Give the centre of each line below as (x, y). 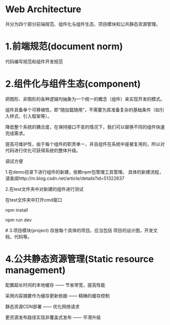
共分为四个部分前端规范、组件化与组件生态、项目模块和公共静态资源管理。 (83, 24)
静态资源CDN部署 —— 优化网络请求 (42, 306)
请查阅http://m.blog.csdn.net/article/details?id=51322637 (65, 178)
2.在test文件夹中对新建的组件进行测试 (45, 189)
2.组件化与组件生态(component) (73, 84)
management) (35, 270)
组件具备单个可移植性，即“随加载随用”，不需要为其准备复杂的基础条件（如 (83, 110)
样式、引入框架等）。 (31, 116)
